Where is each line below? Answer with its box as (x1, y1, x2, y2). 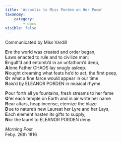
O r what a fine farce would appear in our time (5, 75, 99, 81)
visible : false (5, 26, 37, 31)
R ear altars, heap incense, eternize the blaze (5, 101, 97, 107)
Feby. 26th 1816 (5, 132, 37, 138)
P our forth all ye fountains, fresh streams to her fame (5, 90, 114, 96)
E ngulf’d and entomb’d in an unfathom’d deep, (5, 60, 100, 66)
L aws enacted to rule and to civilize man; (5, 54, 89, 60)
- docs (23, 21, 37, 26)
